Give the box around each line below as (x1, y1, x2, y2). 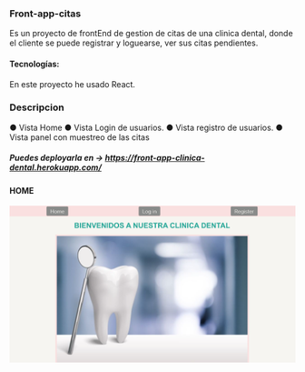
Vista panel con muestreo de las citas (9, 131, 150, 143)
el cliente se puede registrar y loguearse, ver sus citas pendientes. (9, 37, 259, 48)
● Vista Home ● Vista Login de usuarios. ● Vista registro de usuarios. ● (9, 122, 283, 133)
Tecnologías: (9, 58, 60, 69)
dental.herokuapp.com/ (9, 162, 103, 173)
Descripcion (9, 101, 65, 114)
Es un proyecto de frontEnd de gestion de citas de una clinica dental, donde (9, 28, 293, 39)
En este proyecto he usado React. (9, 78, 136, 89)
